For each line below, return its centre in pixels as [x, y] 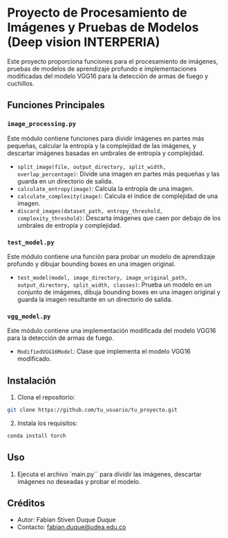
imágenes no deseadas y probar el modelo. [79, 481]
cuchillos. [21, 83]
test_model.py [31, 242]
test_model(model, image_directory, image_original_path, [102, 278]
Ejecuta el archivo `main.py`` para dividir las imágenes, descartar [110, 474]
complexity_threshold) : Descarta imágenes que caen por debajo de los [119, 218]
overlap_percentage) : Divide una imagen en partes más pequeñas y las [118, 174]
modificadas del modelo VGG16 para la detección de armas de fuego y [108, 76]
